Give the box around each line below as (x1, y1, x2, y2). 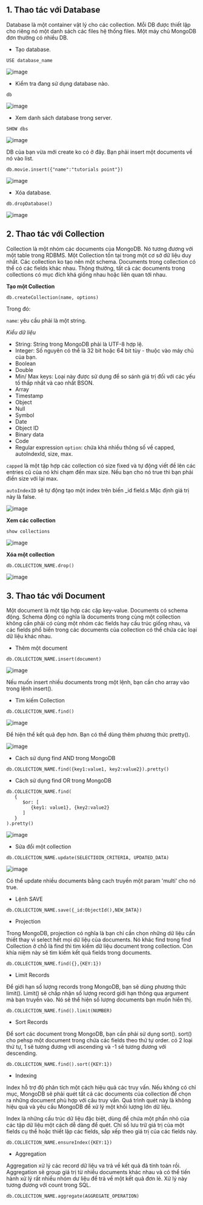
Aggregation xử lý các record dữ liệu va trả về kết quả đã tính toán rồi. (6, 1162, 181, 1169)
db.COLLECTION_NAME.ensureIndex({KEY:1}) (6, 1139, 113, 1146)
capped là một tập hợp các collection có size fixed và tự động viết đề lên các (6, 462, 196, 469)
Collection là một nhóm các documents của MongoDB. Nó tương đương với (6, 245, 193, 252)
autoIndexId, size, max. (15, 450, 73, 458)
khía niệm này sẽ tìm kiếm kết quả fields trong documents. (6, 949, 152, 956)
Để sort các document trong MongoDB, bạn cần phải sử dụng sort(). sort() (6, 1030, 192, 1038)
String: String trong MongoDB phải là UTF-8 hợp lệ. (15, 340, 144, 348)
